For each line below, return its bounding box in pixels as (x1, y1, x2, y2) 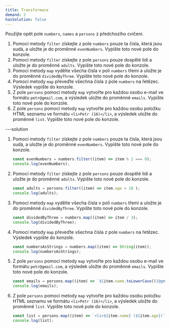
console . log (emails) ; (12, 283, 59, 289)
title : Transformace (5, 7, 49, 13)
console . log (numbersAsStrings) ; (12, 249, 81, 254)
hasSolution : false (5, 17, 47, 22)
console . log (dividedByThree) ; (12, 220, 77, 225)
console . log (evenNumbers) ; (12, 161, 70, 167)
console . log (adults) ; (12, 191, 59, 196)
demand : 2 (5, 12, 26, 17)
